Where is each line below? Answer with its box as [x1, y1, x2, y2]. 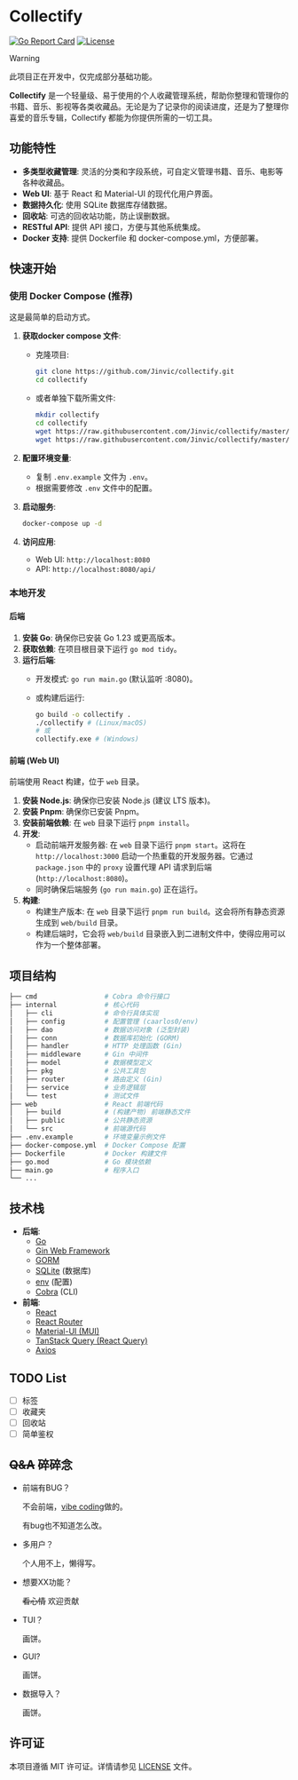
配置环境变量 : [21, 452, 72, 463]
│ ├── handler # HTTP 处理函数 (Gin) [9, 1042, 184, 1051]
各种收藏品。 [21, 177, 69, 187]
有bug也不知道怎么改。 [21, 1521, 107, 1531]
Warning [9, 52, 40, 63]
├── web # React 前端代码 [9, 1100, 163, 1109]
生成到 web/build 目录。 [35, 918, 122, 928]
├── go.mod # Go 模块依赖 [9, 1157, 152, 1166]
